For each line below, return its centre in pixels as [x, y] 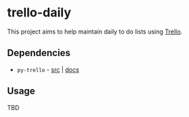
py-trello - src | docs [48, 69]
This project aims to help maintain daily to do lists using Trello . [95, 31]
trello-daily [39, 13]
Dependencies [39, 53]
